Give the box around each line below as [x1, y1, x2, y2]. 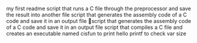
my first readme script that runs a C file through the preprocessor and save [6, 5, 192, 12]
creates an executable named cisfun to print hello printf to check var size [6, 30, 187, 37]
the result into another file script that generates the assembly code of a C [6, 11, 187, 18]
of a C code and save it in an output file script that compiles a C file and [6, 24, 183, 31]
